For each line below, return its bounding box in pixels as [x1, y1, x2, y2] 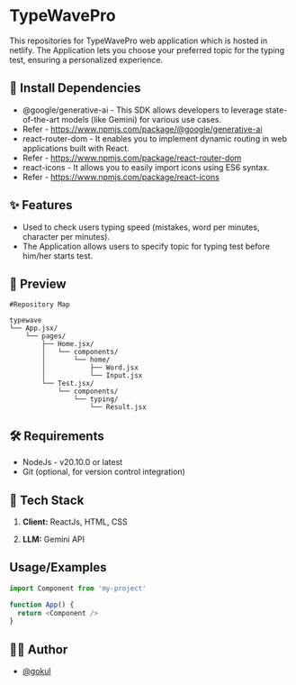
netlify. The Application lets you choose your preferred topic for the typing [9, 44, 285, 55]
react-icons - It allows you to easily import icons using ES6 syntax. [22, 161, 270, 172]
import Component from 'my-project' [9, 583, 147, 593]
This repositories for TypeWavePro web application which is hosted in [9, 35, 268, 46]
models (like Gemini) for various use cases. [61, 114, 222, 124]
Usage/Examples [9, 560, 107, 575]
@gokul [22, 666, 51, 677]
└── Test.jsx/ [41, 379, 94, 388]
